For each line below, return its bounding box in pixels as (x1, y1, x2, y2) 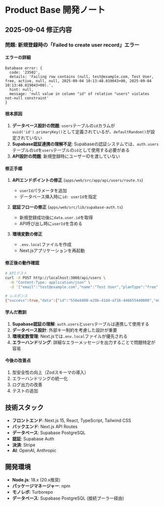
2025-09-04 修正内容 (5, 25, 72, 34)
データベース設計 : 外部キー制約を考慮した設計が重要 (12, 327, 118, 333)
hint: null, (9, 87, 34, 92)
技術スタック (5, 404, 44, 412)
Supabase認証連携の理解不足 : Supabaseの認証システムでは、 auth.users (12, 141, 159, 147)
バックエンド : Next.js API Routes (12, 423, 78, 429)
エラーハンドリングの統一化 (12, 375, 68, 381)
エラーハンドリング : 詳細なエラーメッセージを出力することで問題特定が (12, 339, 156, 345)
